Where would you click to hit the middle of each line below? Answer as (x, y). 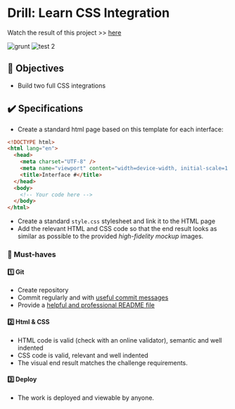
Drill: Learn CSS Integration (89, 13)
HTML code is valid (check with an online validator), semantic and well (120, 340)
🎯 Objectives (36, 69)
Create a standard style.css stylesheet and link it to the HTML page (116, 221)
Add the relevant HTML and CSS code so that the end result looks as (117, 229)
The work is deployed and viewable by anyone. (86, 398)
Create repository (43, 290)
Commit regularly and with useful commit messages (93, 297)
